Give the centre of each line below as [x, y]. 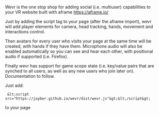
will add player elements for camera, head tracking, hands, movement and [79, 27]
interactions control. [25, 32]
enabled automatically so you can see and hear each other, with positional [79, 51]
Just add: [15, 86]
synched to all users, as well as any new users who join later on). [70, 71]
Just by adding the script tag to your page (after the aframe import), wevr [78, 22]
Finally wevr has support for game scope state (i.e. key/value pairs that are [79, 66]
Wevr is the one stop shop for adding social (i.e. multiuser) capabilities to [78, 7]
